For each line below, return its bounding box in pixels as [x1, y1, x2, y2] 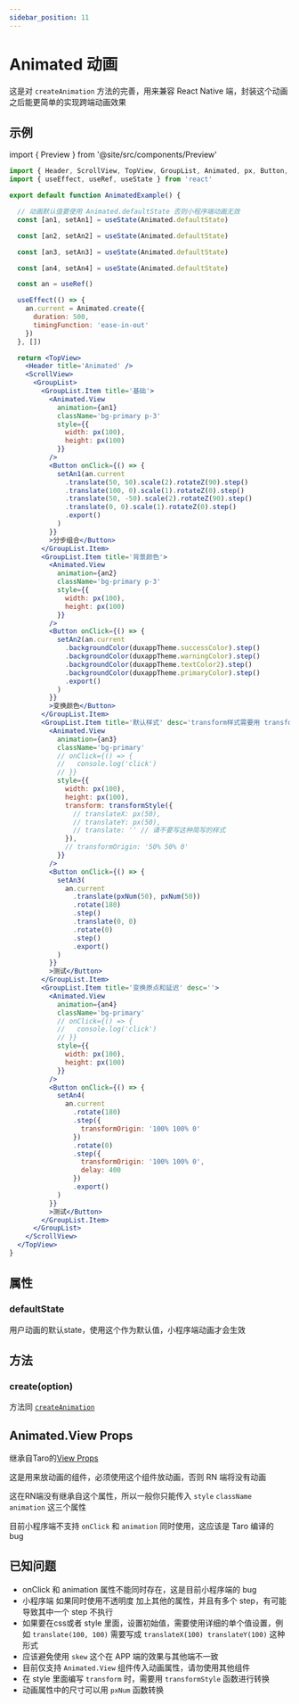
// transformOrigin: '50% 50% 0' [65, 843, 190, 852]
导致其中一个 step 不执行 [21, 1606, 114, 1617]
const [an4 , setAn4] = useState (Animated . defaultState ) [17, 264, 229, 273]
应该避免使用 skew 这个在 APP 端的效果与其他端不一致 [21, 1650, 219, 1661]
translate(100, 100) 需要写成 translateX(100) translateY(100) [32, 1628, 268, 1639]
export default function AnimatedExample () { [9, 191, 181, 201]
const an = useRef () [17, 280, 93, 289]
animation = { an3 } [56, 735, 117, 744]
